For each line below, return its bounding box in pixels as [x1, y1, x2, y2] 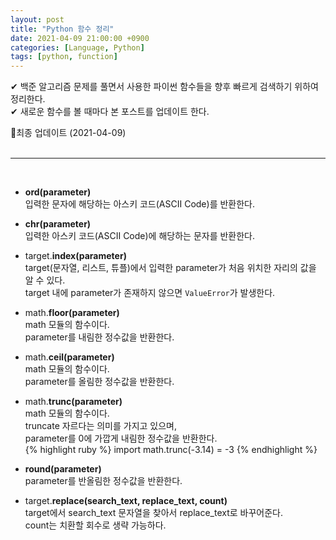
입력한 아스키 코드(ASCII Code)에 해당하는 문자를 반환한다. [24, 230, 256, 242]
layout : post [10, 14, 65, 25]
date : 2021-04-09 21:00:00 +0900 [10, 33, 150, 43]
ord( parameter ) [24, 186, 92, 198]
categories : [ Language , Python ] [10, 42, 145, 53]
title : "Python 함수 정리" [10, 24, 115, 34]
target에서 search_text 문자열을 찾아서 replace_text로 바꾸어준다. [24, 507, 283, 519]
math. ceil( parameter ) [24, 351, 115, 363]
